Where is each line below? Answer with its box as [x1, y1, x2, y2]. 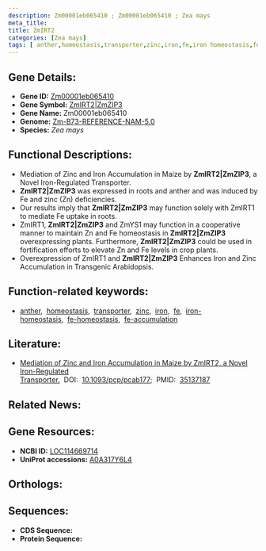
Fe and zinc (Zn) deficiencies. [19, 194, 117, 204]
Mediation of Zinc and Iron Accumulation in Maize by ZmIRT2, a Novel [19, 358, 248, 368]
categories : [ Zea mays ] [8, 33, 87, 42]
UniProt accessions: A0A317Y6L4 [19, 454, 132, 464]
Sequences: [8, 504, 69, 518]
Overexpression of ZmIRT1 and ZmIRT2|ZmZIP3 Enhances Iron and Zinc [19, 253, 257, 262]
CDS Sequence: [19, 525, 74, 535]
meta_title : [8, 19, 47, 27]
